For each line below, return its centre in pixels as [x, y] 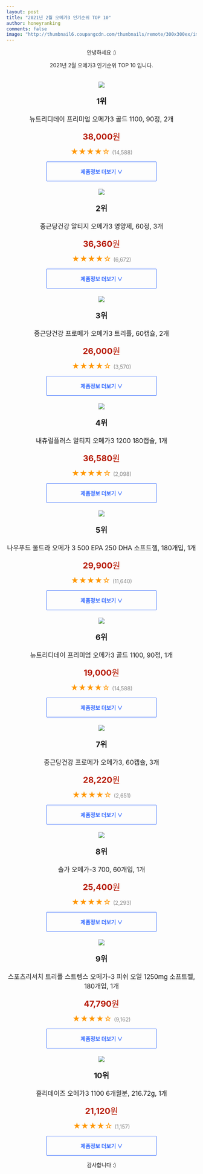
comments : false [27, 29]
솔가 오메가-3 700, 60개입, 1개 [101, 870]
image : [14, 35]
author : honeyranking [34, 23]
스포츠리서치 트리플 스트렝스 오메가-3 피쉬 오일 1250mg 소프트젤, [101, 977]
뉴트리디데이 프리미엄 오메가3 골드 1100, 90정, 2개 [101, 119]
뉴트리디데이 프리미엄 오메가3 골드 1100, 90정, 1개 [101, 655]
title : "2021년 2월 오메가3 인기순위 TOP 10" [59, 18]
